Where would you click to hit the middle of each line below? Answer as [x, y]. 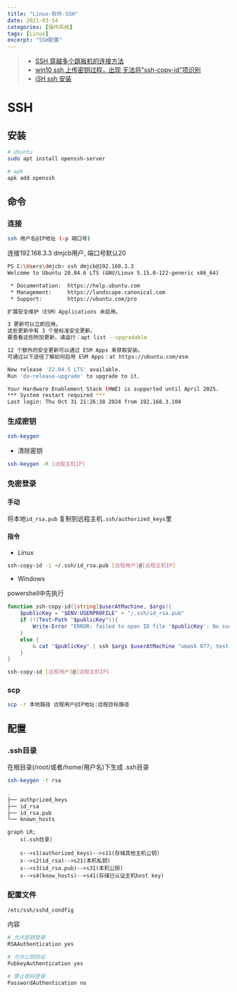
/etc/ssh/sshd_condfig [41, 910]
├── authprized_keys [38, 800]
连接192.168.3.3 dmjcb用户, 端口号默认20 [67, 253]
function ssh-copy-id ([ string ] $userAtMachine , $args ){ [90, 607]
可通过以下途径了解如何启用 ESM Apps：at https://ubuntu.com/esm [98, 357]
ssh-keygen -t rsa [34, 781]
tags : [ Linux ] [28, 34]
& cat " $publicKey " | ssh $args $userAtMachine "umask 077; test [131, 646]
